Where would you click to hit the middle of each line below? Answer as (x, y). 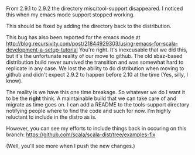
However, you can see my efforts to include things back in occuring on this (96, 128)
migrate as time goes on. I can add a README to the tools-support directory (98, 104)
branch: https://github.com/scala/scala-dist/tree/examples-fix (81, 135)
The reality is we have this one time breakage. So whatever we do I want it (96, 92)
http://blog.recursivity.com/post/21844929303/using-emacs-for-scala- (92, 44)
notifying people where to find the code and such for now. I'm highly (88, 111)
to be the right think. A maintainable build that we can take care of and (91, 98)
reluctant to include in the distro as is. (51, 117)
